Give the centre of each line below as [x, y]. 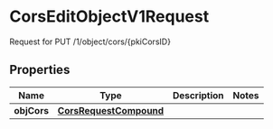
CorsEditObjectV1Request [109, 17]
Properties [40, 70]
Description [198, 95]
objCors [32, 110]
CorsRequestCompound [111, 110]
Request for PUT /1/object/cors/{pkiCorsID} [90, 41]
